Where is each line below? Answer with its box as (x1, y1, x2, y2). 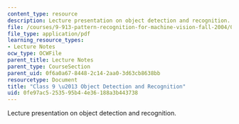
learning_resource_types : (7, 37, 84, 44)
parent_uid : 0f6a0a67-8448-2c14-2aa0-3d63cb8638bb (7, 69, 161, 77)
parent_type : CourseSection (7, 63, 91, 70)
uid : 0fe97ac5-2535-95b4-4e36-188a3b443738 (7, 89, 139, 96)
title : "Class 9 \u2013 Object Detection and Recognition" (7, 83, 186, 90)
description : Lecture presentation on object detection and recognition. (7, 17, 231, 24)
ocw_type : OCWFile (7, 50, 62, 57)
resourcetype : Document (7, 76, 78, 84)
